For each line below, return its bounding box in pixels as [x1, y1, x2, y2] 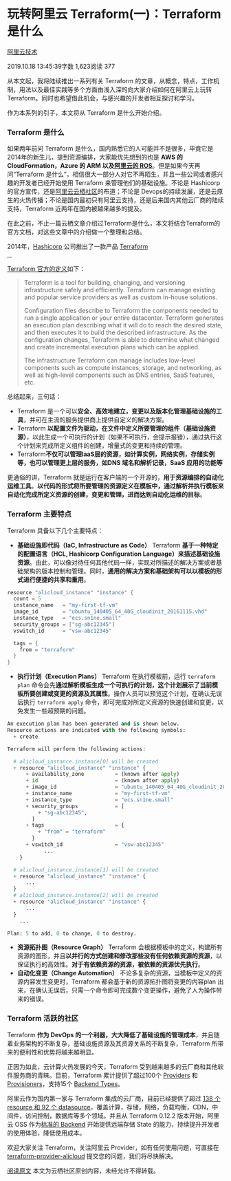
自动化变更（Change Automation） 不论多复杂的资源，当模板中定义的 [16, 969, 217, 977]
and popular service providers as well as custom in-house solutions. [23, 293, 218, 301]
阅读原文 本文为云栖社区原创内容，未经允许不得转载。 [7, 1167, 159, 1175]
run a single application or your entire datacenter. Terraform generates [23, 314, 224, 322]
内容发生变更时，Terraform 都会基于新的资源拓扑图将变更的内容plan [23, 977, 217, 986]
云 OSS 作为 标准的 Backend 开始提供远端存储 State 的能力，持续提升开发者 [7, 1120, 220, 1128]
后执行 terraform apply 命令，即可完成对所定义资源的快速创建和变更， [16, 698, 218, 706]
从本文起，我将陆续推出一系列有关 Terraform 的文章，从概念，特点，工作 [7, 76, 214, 85]
